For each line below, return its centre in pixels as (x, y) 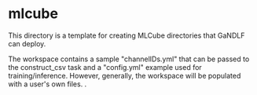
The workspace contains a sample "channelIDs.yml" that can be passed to (129, 59)
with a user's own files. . (48, 84)
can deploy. (27, 43)
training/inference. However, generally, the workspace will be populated (125, 75)
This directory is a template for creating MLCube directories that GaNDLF (127, 35)
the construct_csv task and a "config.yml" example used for (105, 67)
